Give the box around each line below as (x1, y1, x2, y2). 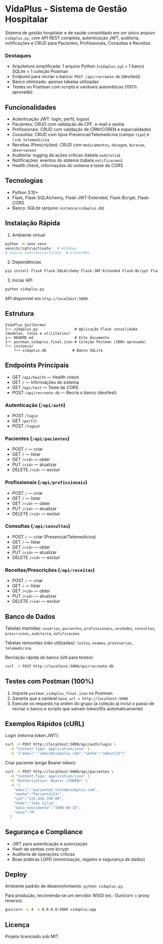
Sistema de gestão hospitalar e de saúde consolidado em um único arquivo (5, 30, 155, 35)
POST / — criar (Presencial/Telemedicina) (12, 533, 96, 540)
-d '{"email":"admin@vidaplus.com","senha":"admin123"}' (9, 751, 127, 756)
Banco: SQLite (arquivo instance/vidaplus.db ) (12, 205, 105, 211)
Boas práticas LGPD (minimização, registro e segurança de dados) (12, 856, 146, 862)
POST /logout (12, 423, 40, 429)
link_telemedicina (12, 137, 49, 143)
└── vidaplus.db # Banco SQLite (14, 348, 103, 353)
